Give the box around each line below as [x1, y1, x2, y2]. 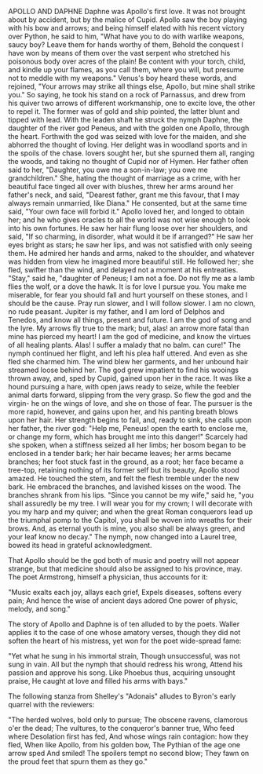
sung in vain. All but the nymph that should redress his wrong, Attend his [8, 659, 243, 669]
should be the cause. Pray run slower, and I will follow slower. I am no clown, [8, 298, 256, 308]
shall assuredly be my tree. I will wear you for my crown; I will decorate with [8, 498, 253, 508]
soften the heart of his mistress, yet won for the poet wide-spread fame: [8, 636, 242, 645]
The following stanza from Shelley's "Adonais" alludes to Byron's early [8, 692, 236, 701]
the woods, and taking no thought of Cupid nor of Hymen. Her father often [8, 157, 249, 166]
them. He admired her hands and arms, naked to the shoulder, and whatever [8, 249, 255, 257]
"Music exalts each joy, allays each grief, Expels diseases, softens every [8, 588, 242, 597]
